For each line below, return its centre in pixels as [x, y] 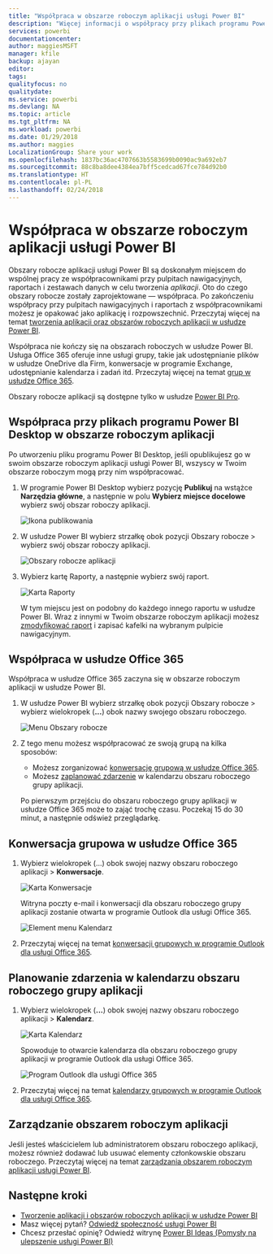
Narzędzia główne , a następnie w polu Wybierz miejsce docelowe [133, 496]
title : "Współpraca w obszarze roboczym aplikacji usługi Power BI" [127, 16]
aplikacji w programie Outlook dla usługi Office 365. [106, 1059]
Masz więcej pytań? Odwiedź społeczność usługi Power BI [118, 1224]
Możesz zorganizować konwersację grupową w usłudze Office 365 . [145, 768]
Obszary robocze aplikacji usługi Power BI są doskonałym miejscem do [127, 270]
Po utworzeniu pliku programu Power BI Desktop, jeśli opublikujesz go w [130, 454]
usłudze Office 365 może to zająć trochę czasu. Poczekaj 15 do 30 [132, 809]
